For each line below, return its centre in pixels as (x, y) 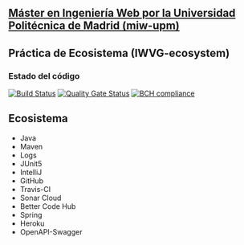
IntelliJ (31, 172)
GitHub (32, 181)
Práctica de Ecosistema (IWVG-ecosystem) (119, 53)
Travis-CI (35, 189)
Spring (31, 214)
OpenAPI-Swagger (51, 231)
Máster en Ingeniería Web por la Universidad (122, 13)
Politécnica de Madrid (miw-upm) (94, 26)
